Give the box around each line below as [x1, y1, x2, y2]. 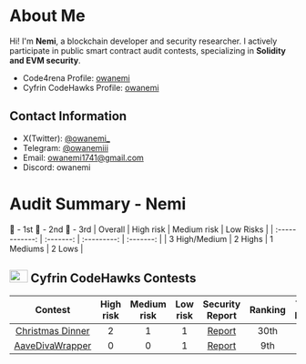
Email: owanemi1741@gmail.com [22, 152, 144, 163]
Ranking [249, 303, 287, 316]
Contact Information [9, 108, 127, 124]
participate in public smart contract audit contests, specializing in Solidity [9, 45, 287, 56]
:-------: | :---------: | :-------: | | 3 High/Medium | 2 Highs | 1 [44, 233, 274, 244]
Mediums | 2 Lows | [9, 243, 84, 254]
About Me [9, 5, 86, 26]
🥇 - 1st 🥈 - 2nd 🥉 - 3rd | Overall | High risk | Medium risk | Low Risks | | [9, 224, 274, 235]
